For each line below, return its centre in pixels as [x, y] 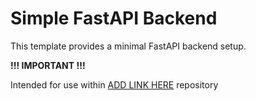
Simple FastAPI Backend [114, 18]
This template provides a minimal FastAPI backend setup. [128, 46]
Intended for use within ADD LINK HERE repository [114, 84]
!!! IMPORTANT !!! [48, 65]
